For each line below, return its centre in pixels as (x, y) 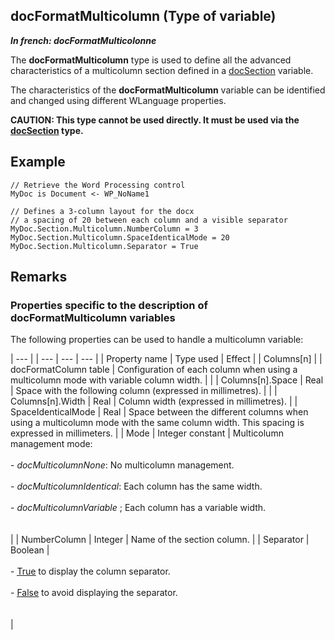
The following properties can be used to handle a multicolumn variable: (157, 340)
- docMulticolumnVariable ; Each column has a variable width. (138, 508)
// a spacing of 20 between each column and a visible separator (149, 220)
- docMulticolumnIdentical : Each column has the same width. (136, 486)
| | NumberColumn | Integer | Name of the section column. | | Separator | (160, 540)
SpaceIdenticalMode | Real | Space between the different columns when (159, 412)
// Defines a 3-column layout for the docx (102, 211)
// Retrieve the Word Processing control (98, 185)
